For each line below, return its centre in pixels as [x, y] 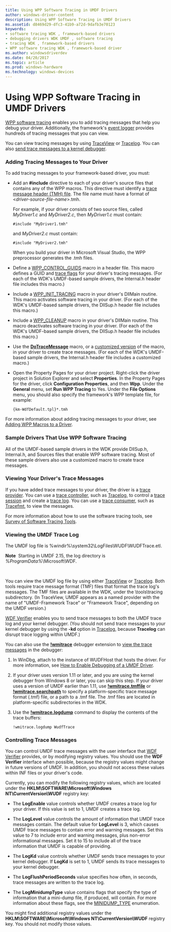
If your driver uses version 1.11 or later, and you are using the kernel [83, 675]
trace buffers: [27, 718]
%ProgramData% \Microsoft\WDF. [41, 561]
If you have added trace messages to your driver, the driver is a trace [78, 489]
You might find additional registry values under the [58, 913]
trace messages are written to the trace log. [59, 882]
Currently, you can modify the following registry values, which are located [83, 783]
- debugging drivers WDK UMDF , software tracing [59, 39]
